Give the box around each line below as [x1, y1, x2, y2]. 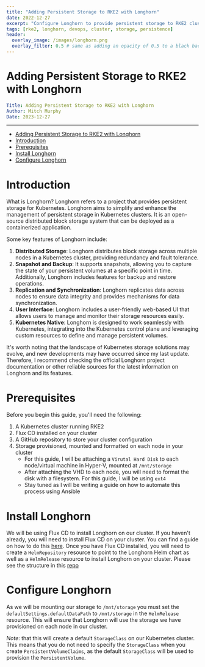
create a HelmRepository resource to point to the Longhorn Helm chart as [6, 549, 189, 556]
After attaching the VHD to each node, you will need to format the [24, 468, 189, 476]
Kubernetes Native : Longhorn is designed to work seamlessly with [15, 319, 184, 326]
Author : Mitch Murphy [6, 108, 62, 114]
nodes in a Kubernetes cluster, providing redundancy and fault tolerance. [15, 254, 199, 261]
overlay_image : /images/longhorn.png [12, 37, 108, 43]
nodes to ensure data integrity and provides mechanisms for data [15, 293, 180, 300]
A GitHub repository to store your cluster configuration [15, 436, 153, 443]
